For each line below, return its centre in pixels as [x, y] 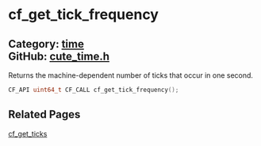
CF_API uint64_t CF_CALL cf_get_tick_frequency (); [94, 90]
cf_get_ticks [28, 133]
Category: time [46, 44]
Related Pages [44, 115]
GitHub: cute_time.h [59, 56]
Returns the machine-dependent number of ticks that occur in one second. [131, 75]
